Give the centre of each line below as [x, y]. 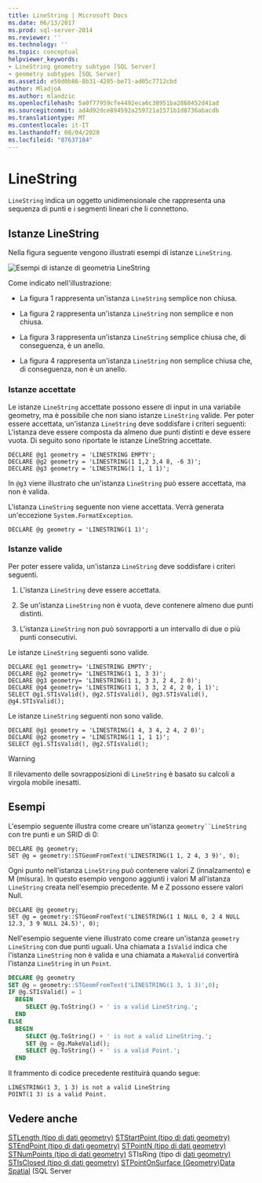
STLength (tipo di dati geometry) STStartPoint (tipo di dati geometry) [119, 1137]
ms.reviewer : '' [35, 37]
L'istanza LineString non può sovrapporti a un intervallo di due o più [130, 628]
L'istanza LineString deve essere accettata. [90, 590]
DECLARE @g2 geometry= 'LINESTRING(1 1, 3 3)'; [87, 674]
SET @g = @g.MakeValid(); [68, 1044]
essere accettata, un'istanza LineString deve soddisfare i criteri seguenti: [127, 423]
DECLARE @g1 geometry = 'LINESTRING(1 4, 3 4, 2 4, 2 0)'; [107, 730]
